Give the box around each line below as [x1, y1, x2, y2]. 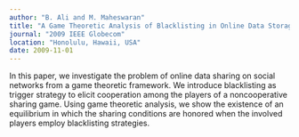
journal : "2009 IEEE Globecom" [9, 29, 125, 38]
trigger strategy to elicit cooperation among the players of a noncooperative [9, 90, 287, 101]
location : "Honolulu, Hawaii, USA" [9, 37, 141, 47]
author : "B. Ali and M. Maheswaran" [9, 12, 145, 22]
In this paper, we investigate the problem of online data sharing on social [9, 70, 276, 81]
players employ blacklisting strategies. [9, 117, 149, 129]
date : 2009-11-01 [9, 46, 74, 55]
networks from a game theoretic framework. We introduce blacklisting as [9, 80, 277, 91]
